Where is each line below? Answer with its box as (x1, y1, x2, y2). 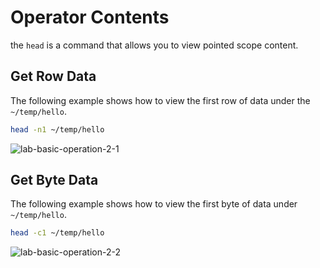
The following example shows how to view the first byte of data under (10, 198, 298, 210)
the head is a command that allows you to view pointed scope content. (10, 39, 299, 51)
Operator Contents (10, 6, 170, 29)
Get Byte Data (10, 172, 99, 189)
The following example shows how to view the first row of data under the (10, 94, 311, 106)
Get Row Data (10, 68, 97, 85)
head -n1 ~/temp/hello (10, 124, 105, 135)
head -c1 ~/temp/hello (10, 228, 105, 238)
